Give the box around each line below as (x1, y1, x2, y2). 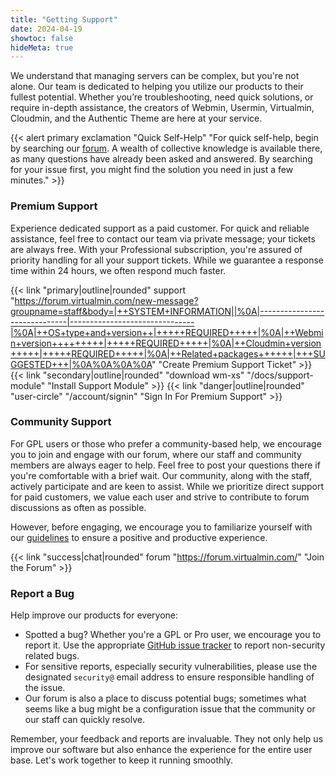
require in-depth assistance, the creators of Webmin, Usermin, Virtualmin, (10, 102, 315, 114)
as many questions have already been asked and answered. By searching (10, 153, 313, 165)
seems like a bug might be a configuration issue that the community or (24, 703, 316, 715)
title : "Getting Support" (10, 14, 118, 25)
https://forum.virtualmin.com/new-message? (14, 294, 199, 306)
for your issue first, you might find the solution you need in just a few (10, 164, 294, 176)
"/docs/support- (246, 369, 314, 381)
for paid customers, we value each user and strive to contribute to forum (10, 491, 310, 503)
